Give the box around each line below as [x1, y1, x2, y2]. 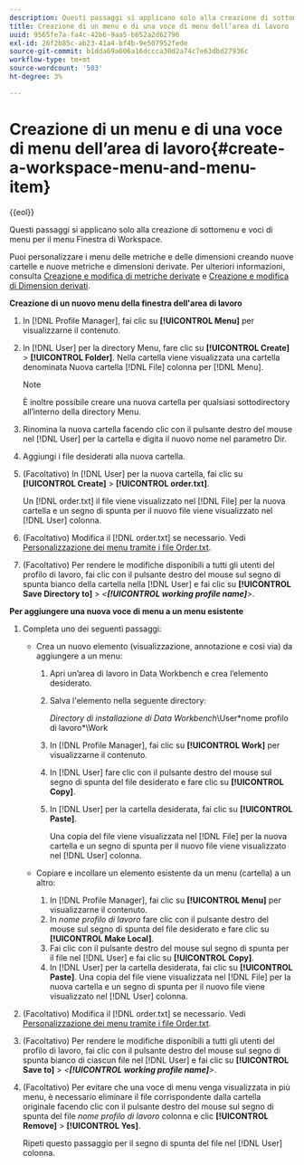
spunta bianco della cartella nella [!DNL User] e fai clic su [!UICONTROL [22, 578, 291, 589]
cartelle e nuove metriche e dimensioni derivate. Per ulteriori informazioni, [9, 260, 286, 271]
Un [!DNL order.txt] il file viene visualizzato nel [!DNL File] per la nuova [22, 495, 286, 507]
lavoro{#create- [162, 137, 286, 158]
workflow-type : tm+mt [9, 55, 91, 64]
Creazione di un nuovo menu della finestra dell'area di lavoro [9, 298, 242, 308]
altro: [35, 876, 56, 887]
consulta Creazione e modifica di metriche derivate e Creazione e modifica [9, 270, 290, 281]
